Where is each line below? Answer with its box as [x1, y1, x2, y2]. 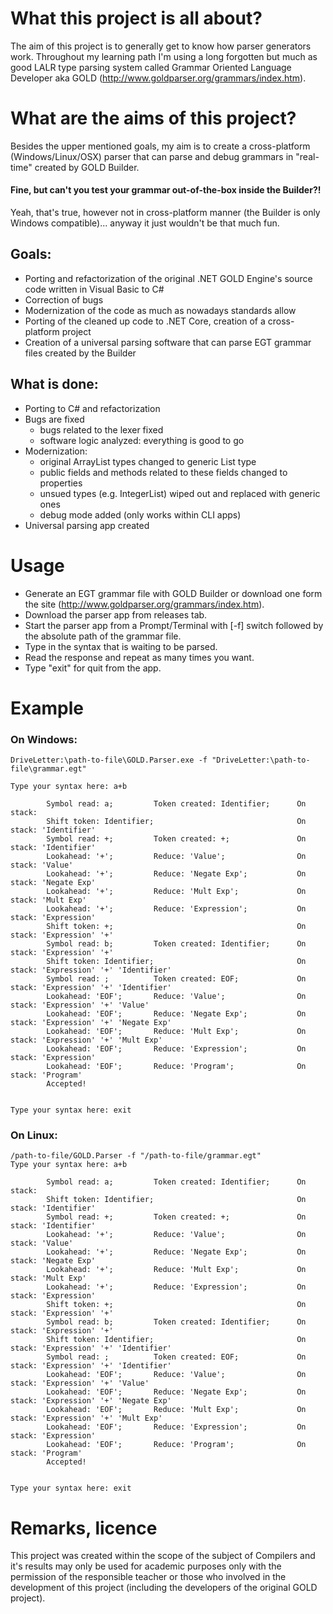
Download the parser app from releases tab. [24, 608, 208, 621]
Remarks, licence [10, 1517, 158, 1539]
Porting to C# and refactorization [24, 402, 161, 414]
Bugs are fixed [24, 413, 85, 425]
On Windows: [10, 732, 78, 746]
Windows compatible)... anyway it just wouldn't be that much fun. [10, 217, 280, 229]
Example [10, 697, 84, 719]
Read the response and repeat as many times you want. [24, 651, 255, 663]
